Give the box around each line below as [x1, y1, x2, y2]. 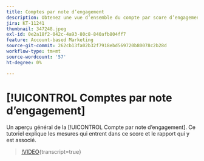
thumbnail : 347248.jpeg [6, 25, 67, 32]
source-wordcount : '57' [6, 54, 67, 60]
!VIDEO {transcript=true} [21, 148, 82, 156]
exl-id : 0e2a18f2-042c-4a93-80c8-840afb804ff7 [6, 31, 126, 38]
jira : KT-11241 [6, 20, 45, 26]
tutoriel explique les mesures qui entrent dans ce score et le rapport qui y [6, 130, 190, 137]
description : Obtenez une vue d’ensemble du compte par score [6, 15, 167, 21]
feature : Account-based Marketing [6, 37, 94, 43]
